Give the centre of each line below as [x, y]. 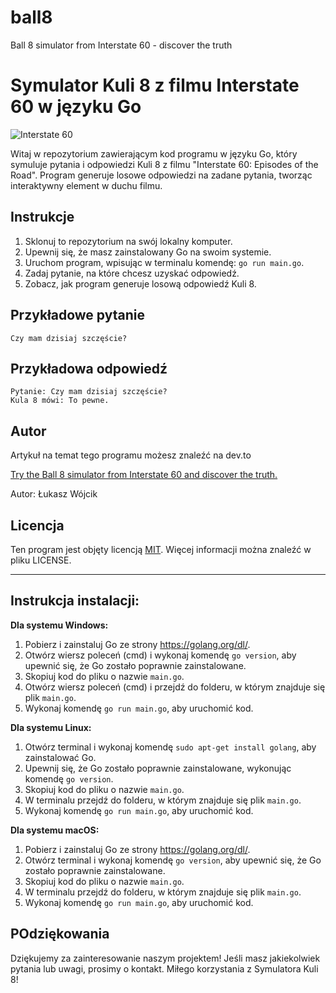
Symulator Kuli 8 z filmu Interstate [155, 85]
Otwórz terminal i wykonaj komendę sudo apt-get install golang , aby [170, 747]
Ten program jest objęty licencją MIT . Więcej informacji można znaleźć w [161, 549]
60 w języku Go [76, 107]
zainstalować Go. [60, 757]
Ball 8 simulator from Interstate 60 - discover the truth [121, 45]
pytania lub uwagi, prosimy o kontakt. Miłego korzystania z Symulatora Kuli [164, 968]
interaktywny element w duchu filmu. [86, 185]
